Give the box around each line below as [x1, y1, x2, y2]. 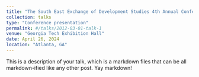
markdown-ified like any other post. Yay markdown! [6, 64, 132, 71]
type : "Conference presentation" [6, 20, 89, 25]
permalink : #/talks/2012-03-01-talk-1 [6, 25, 102, 31]
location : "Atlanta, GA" [6, 42, 68, 48]
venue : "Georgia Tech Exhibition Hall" [6, 31, 105, 37]
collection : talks [6, 14, 52, 20]
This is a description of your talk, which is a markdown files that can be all [6, 57, 187, 65]
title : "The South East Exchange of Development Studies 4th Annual [6, 8, 179, 15]
